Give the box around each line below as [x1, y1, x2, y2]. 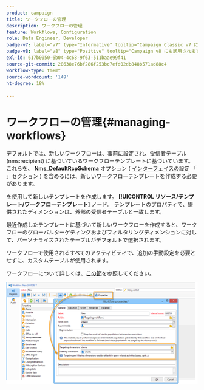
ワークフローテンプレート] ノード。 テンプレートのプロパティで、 [24, 200, 188, 208]
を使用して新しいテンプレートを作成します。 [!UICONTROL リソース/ [6, 193, 178, 200]
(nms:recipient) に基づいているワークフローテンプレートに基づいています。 [6, 157, 194, 165]
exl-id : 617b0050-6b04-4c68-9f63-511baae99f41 [6, 55, 126, 61]
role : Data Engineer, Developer [6, 35, 88, 42]
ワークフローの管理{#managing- [6, 115, 171, 129]
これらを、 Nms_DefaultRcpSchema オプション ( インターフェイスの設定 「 [6, 165, 197, 173]
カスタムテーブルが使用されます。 [27, 257, 112, 264]
